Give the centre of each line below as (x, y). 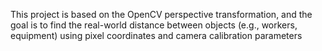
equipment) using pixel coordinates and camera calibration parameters (156, 35)
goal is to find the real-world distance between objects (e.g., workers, (154, 25)
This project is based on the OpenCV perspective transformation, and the (161, 14)
